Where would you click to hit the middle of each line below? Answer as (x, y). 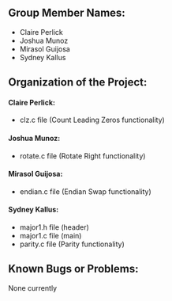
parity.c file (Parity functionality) (72, 244)
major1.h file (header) (54, 227)
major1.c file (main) (50, 236)
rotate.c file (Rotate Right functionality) (82, 156)
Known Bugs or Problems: (73, 269)
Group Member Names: (67, 13)
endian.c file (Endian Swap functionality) (85, 191)
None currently (33, 288)
